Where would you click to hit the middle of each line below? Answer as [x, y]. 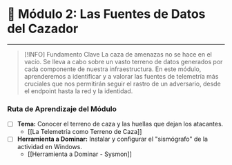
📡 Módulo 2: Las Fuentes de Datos [106, 14]
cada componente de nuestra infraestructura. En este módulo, [113, 69]
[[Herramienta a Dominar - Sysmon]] [80, 154]
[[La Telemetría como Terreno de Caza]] [85, 132]
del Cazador [43, 29]
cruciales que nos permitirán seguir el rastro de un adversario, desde [122, 84]
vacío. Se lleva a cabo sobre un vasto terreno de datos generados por [123, 61]
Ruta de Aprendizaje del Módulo [62, 108]
